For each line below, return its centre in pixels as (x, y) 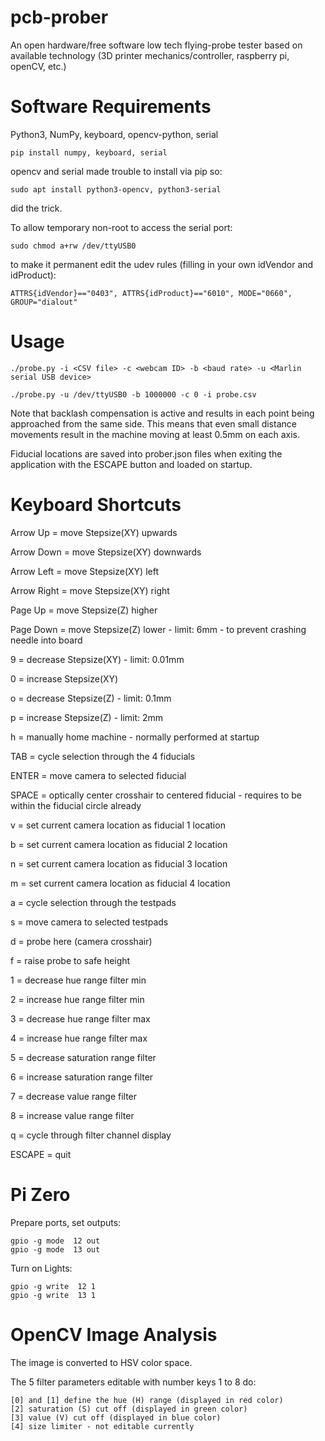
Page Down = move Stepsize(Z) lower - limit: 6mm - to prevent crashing (158, 629)
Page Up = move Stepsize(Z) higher (84, 610)
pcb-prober (59, 17)
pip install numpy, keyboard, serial (89, 152)
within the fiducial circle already (76, 805)
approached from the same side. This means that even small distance (153, 423)
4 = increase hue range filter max (79, 1038)
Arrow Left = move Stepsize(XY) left (84, 571)
